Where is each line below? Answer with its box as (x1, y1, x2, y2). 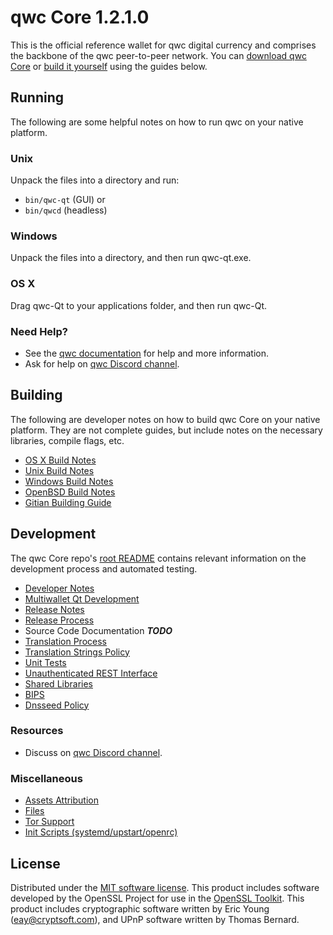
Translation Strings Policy (24, 646, 130, 658)
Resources (10, 724, 64, 738)
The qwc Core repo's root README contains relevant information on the (10, 552, 307, 564)
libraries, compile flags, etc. (10, 434, 125, 446)
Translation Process (24, 635, 107, 647)
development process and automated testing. (10, 562, 198, 575)
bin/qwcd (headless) (24, 204, 108, 216)
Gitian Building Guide (24, 496, 112, 508)
